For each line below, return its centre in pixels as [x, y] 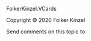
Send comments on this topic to [46, 31]
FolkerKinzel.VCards [32, 9]
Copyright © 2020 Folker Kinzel [46, 20]
